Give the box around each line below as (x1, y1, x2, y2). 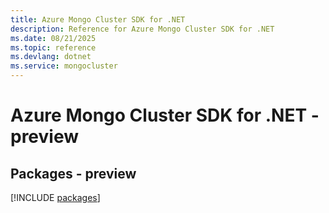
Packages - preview (10, 165, 137, 182)
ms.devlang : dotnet (10, 52, 92, 62)
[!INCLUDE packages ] (10, 192, 101, 203)
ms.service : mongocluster (10, 61, 118, 71)
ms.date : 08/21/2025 (10, 33, 97, 43)
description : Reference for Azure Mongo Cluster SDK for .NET (10, 24, 275, 34)
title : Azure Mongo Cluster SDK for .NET (10, 14, 186, 25)
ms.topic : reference (10, 42, 97, 53)
